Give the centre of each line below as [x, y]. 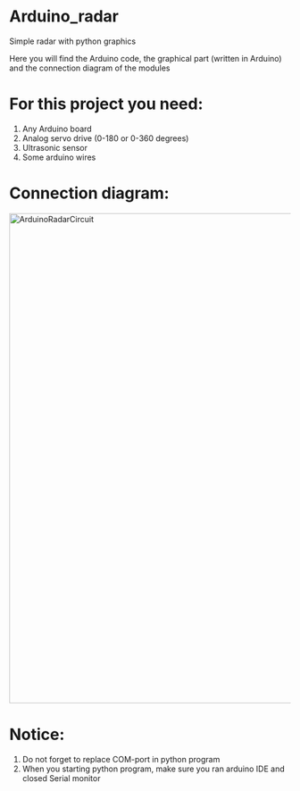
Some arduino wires [59, 157]
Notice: [37, 735]
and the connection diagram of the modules [90, 68]
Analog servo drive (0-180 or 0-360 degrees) [105, 138]
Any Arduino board [57, 129]
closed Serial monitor [61, 778]
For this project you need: [106, 104]
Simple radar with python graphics [73, 41]
